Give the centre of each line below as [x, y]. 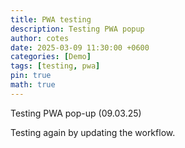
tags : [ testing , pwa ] [55, 66]
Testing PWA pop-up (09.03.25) [76, 113]
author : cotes [40, 38]
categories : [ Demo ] [51, 57]
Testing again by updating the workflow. [93, 132]
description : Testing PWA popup [77, 29]
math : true [33, 85]
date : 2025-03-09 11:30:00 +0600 [80, 47]
